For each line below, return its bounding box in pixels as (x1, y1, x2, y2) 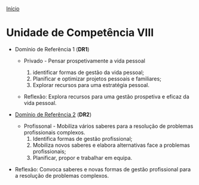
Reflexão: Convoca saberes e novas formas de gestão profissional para (14, 165, 191, 172)
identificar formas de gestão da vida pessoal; (32, 69, 145, 76)
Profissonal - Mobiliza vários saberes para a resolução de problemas (23, 122, 194, 129)
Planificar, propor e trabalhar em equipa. (32, 154, 133, 161)
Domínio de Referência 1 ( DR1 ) (14, 45, 90, 53)
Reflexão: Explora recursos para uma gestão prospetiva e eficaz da (23, 92, 189, 100)
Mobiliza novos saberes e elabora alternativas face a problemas (32, 141, 190, 149)
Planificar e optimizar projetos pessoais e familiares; (32, 75, 161, 82)
